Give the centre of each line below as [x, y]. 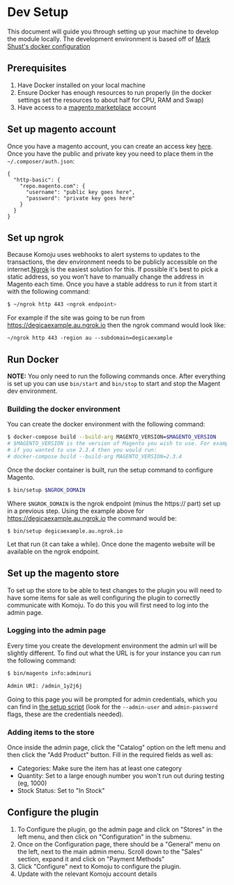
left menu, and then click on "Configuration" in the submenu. [104, 836]
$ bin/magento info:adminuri [49, 673]
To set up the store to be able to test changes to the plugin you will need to [115, 590]
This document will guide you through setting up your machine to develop [113, 31]
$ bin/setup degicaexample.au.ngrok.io [65, 531]
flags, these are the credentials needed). [65, 714]
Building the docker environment [64, 409]
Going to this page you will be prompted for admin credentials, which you [112, 699]
